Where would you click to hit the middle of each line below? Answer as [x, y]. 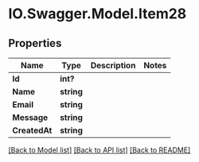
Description [113, 66]
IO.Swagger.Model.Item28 [98, 14]
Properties [35, 43]
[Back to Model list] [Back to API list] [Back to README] [99, 150]
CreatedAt [32, 130]
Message [30, 118]
